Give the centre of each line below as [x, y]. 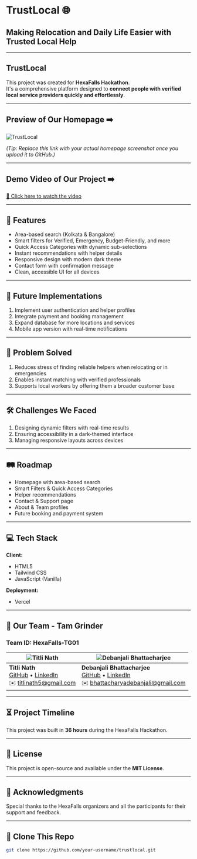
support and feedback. [34, 813]
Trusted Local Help [41, 41]
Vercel [22, 602]
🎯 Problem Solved [39, 353]
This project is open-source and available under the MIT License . [85, 768]
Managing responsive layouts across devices [69, 440]
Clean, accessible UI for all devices [57, 272]
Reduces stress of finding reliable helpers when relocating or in [91, 367]
